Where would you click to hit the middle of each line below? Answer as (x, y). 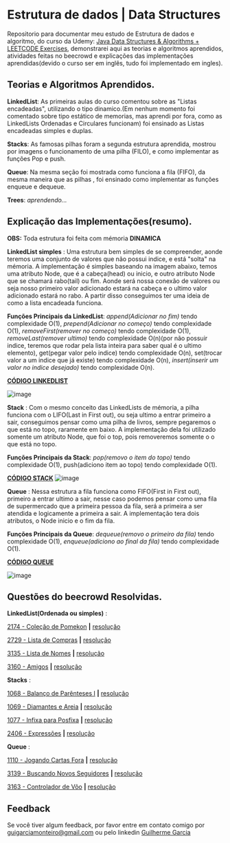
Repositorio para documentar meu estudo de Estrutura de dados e (101, 34)
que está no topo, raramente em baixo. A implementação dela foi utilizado (112, 429)
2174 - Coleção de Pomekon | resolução (64, 627)
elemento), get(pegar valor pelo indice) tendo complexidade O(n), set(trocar (115, 353)
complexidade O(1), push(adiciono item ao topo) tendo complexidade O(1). (112, 464)
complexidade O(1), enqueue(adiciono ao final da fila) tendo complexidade (113, 541)
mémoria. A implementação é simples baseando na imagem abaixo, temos (112, 266)
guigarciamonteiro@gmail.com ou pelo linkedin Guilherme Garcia (99, 833)
